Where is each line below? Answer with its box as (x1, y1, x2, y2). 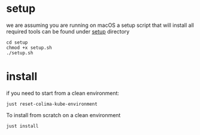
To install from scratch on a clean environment (6, 111, 121, 118)
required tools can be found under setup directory (6, 27, 130, 35)
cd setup (6, 39, 28, 45)
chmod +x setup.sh (6, 44, 52, 51)
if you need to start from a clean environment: (6, 89, 120, 97)
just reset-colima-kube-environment (6, 101, 98, 107)
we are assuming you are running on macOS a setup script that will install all (6, 22, 195, 29)
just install (6, 123, 39, 129)
